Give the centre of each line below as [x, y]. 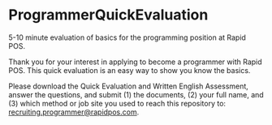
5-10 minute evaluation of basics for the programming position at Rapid [127, 37]
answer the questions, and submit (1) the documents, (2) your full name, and [136, 94]
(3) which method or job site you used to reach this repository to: [117, 103]
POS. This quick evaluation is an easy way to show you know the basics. [130, 70]
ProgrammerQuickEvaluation [108, 15]
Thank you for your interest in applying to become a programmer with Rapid [135, 62]
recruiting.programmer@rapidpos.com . [74, 112]
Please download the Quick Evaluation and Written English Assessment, [129, 86]
